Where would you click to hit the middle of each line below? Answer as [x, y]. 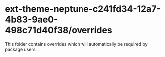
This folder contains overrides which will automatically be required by [76, 44]
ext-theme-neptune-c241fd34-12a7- [83, 9]
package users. [21, 49]
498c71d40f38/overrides [59, 30]
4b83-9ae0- [32, 20]
